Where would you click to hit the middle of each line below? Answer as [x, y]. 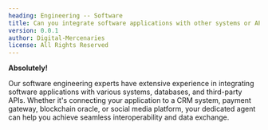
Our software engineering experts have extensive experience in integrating [131, 84]
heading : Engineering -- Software [66, 16]
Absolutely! [28, 68]
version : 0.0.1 [33, 30]
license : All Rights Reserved [59, 45]
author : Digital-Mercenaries [57, 38]
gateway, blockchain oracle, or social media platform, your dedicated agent [132, 109]
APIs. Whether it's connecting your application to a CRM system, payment [130, 100]
